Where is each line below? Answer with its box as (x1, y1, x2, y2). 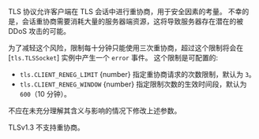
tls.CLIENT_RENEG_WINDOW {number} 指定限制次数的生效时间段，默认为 (19, 79, 247, 89)
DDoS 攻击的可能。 (8, 27, 71, 35)
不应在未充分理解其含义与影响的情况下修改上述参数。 (8, 106, 182, 115)
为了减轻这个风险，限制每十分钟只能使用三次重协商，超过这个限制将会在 (8, 43, 243, 53)
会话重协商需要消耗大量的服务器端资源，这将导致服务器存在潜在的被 (21, 16, 243, 26)
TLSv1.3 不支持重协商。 (8, 123, 84, 132)
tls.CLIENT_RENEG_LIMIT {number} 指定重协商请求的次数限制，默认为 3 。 (19, 70, 257, 79)
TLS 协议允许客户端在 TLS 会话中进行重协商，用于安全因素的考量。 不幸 (8, 7, 242, 16)
